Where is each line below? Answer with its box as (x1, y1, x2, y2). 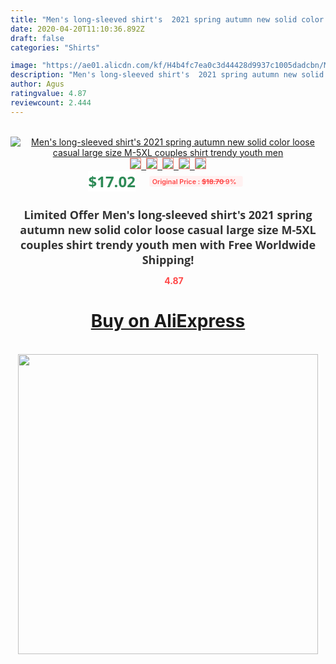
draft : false (10, 33, 65, 43)
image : (10, 61, 38, 71)
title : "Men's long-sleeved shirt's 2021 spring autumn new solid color (10, 14, 325, 25)
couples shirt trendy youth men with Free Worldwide (19, 236, 317, 253)
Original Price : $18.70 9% (151, 176, 237, 186)
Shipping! (141, 251, 195, 268)
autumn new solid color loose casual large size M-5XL (19, 221, 317, 238)
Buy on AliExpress (90, 310, 246, 333)
